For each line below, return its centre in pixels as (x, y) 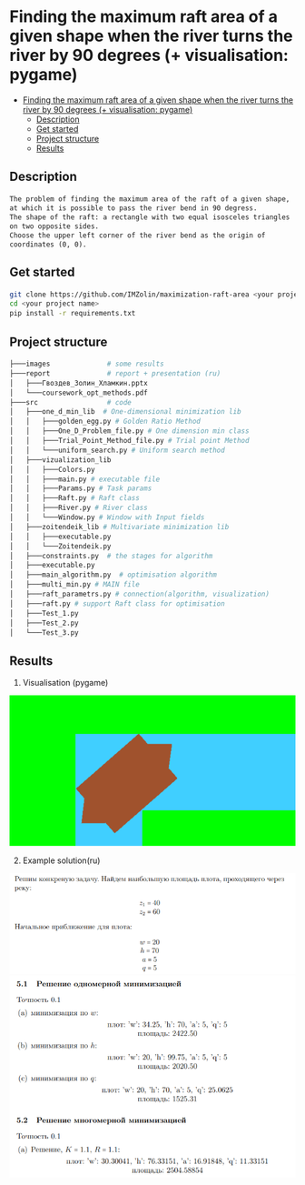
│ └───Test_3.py (44, 633)
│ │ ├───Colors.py (52, 469)
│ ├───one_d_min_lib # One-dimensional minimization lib (126, 412)
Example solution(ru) (61, 860)
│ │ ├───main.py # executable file (85, 479)
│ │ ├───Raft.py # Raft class (75, 498)
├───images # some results (87, 364)
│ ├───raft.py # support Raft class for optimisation (117, 603)
